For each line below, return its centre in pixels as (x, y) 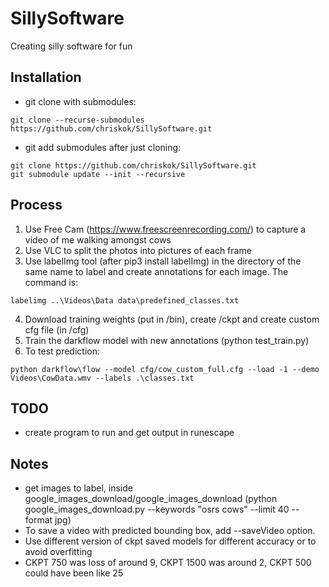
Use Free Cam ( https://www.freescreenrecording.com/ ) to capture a (165, 229)
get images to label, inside (78, 488)
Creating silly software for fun (71, 46)
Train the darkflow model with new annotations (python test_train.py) (167, 340)
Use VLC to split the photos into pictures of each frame (138, 250)
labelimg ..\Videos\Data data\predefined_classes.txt (125, 300)
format (38, 520)
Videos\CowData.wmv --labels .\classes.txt (102, 378)
